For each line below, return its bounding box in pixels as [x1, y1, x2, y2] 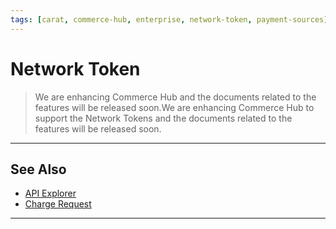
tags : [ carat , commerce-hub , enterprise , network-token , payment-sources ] [10, 14, 329, 25]
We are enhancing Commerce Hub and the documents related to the [34, 91, 317, 103]
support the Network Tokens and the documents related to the [34, 112, 293, 124]
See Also [10, 161, 67, 178]
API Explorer [24, 187, 77, 200]
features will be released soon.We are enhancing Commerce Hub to [34, 101, 315, 113]
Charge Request [24, 198, 92, 210]
